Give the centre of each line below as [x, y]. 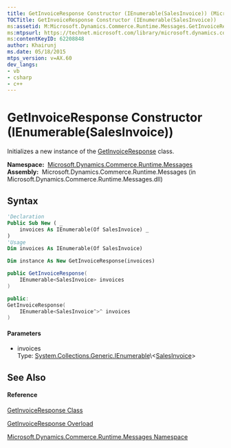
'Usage [16, 242]
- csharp [20, 77]
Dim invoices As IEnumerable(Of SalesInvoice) [75, 249]
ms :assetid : [24, 26]
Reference [22, 395]
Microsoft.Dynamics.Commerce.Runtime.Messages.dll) [85, 179]
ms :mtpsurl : [24, 33]
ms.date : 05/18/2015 [37, 52]
